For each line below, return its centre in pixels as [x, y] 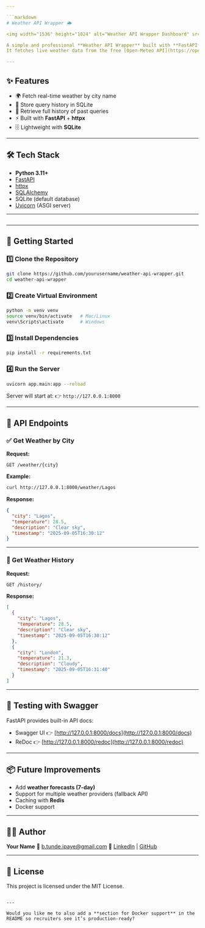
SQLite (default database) [48, 198]
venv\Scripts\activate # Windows [56, 322]
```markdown [21, 17]
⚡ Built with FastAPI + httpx [50, 118]
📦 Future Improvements [53, 770]
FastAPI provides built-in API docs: [50, 720]
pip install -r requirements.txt [49, 353]
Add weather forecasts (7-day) [55, 788]
